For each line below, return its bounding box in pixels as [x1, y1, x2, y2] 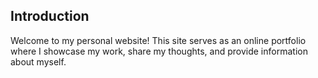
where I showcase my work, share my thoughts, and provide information [10, 45, 308, 57]
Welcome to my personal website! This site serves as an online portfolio [10, 34, 307, 46]
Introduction [10, 8, 90, 25]
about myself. [10, 55, 67, 68]
